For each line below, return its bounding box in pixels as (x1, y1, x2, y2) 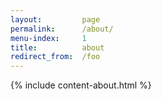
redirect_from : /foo (10, 52, 101, 62)
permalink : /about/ (10, 24, 114, 34)
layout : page (10, 14, 101, 25)
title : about (10, 42, 105, 53)
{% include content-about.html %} (10, 79, 152, 91)
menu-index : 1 (10, 33, 87, 43)
